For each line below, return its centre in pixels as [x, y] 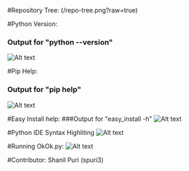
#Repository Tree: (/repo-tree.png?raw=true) [73, 10]
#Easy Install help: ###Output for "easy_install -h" [80, 119]
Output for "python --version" [60, 42]
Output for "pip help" [44, 90]
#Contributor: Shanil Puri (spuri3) [56, 160]
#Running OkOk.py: [36, 146]
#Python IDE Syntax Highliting [51, 132]
